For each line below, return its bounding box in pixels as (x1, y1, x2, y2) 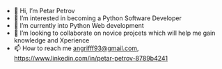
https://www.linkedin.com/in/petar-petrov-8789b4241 (13, 54, 168, 62)
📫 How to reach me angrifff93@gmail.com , (13, 44, 139, 52)
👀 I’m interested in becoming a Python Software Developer (13, 14, 182, 22)
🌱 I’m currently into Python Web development (13, 22, 144, 29)
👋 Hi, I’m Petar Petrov (13, 7, 75, 15)
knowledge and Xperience (13, 36, 90, 45)
